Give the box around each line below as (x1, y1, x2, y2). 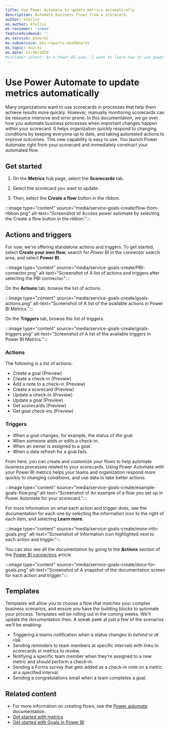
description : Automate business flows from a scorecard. (5, 12, 128, 17)
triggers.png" (5, 330, 33, 337)
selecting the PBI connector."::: (5, 275, 70, 281)
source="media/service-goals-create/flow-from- (56, 205, 159, 211)
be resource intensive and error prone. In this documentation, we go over (5, 115, 158, 121)
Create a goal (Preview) (12, 370, 62, 376)
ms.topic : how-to (5, 45, 42, 50)
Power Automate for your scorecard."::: (5, 495, 87, 501)
